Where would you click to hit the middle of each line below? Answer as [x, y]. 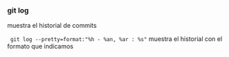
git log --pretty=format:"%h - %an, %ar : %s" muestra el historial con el [116, 39]
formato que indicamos [41, 47]
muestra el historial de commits [52, 26]
